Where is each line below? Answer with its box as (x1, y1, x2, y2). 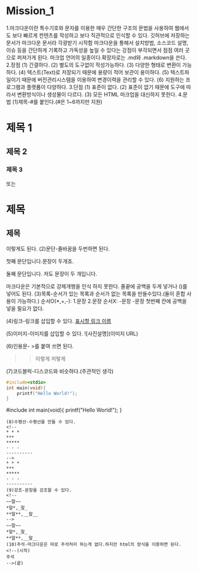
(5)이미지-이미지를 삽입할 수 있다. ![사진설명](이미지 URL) (6, 329, 138, 337)
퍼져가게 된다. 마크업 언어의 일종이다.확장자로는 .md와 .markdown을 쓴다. (16, 54, 187, 61)
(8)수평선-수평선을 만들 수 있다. (6, 419, 76, 425)
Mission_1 (6, 4, 54, 18)
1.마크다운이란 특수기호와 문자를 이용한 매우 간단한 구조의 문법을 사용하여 (6, 24, 174, 31)
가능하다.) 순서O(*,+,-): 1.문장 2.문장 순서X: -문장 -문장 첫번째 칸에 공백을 (16, 297, 187, 305)
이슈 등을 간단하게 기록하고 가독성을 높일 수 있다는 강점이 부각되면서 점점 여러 (6, 46, 184, 54)
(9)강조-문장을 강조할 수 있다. (6, 487, 72, 494)
